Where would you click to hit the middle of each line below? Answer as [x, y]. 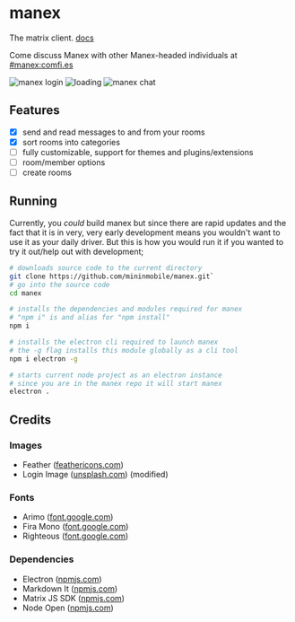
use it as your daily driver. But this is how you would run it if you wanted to [147, 241]
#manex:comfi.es [41, 65]
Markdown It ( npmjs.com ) [70, 588]
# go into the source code [60, 285]
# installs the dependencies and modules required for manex [126, 309]
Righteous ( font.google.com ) [75, 536]
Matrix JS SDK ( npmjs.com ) [74, 598]
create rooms [47, 172]
